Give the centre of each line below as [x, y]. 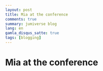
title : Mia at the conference [37, 14]
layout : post [19, 10]
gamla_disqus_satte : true [32, 33]
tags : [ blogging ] [23, 38]
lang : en [14, 28]
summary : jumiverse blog [31, 24]
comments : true [21, 19]
